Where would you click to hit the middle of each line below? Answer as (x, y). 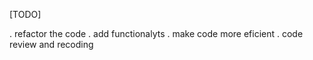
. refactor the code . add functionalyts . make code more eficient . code (156, 33)
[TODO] (25, 14)
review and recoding (51, 44)
